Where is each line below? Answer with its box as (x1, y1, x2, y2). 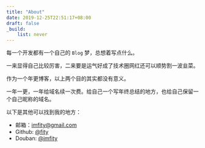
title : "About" (6, 9, 45, 15)
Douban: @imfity (15, 135, 58, 142)
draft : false (6, 20, 40, 26)
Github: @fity (15, 129, 49, 136)
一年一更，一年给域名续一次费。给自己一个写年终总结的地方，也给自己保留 (6, 88, 193, 95)
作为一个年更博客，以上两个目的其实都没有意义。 (6, 75, 129, 82)
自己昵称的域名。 (11, 96, 55, 103)
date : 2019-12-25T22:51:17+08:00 (6, 15, 92, 21)
